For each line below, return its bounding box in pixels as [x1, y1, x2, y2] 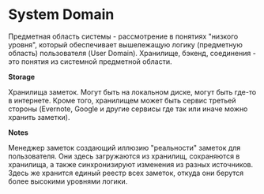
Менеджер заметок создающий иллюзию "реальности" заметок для [8, 143, 241, 152]
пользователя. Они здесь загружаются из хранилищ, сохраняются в [8, 151, 240, 161]
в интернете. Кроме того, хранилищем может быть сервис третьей [8, 95, 236, 105]
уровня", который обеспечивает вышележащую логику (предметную [8, 39, 243, 49]
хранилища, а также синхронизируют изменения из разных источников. [8, 159, 254, 169]
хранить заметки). [8, 112, 70, 121]
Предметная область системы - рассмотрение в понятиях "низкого [8, 32, 239, 41]
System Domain [8, 6, 115, 24]
